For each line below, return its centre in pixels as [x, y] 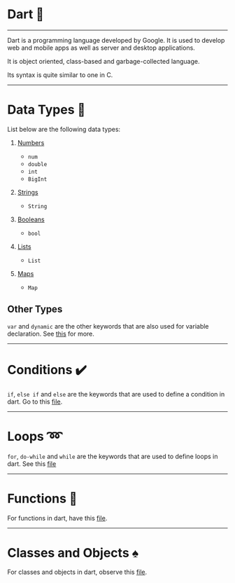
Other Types [35, 309]
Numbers [31, 142]
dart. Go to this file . [35, 402]
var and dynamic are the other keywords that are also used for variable [108, 326]
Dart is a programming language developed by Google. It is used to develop [116, 40]
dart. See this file [32, 464]
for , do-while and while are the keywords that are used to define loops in [113, 456]
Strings [28, 192]
